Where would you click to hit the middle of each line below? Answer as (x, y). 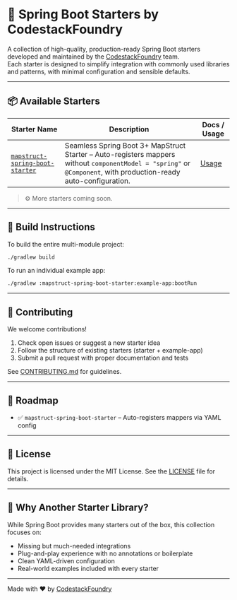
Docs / (213, 124)
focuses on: (25, 532)
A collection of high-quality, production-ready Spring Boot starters (104, 49)
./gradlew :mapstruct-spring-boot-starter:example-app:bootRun (102, 283)
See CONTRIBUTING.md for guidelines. (65, 372)
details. (18, 478)
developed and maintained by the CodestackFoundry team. (93, 57)
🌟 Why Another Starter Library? (78, 508)
